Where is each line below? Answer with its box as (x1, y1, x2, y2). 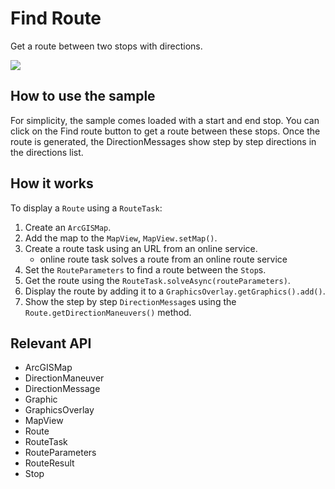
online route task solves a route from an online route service (39, 253, 288, 265)
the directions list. (10, 146, 84, 158)
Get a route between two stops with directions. (10, 40, 203, 52)
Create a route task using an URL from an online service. (24, 242, 258, 254)
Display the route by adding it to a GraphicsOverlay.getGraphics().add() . (24, 285, 326, 297)
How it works (10, 175, 94, 192)
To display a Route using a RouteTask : (10, 202, 163, 214)
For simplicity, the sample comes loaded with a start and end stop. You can (10, 114, 320, 126)
